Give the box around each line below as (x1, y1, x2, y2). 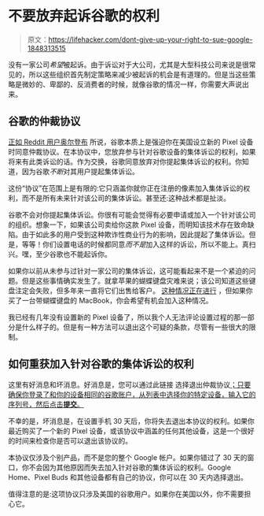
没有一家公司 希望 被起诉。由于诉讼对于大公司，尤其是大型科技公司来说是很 (8, 60, 249, 69)
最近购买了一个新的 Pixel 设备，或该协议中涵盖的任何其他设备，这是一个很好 (8, 426, 255, 436)
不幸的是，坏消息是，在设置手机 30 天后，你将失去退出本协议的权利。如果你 (8, 416, 255, 425)
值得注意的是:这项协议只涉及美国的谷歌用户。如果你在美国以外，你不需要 (8, 489, 245, 499)
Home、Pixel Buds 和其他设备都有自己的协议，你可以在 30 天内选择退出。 (8, 472, 248, 481)
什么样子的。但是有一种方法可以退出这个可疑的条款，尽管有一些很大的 (21, 322, 249, 332)
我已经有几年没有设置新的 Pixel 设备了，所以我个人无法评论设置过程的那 (8, 312, 241, 321)
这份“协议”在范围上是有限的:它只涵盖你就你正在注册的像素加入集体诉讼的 (8, 183, 244, 193)
